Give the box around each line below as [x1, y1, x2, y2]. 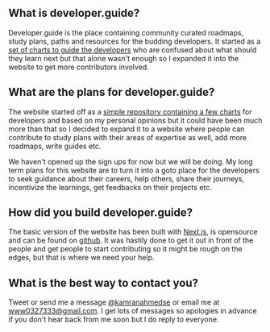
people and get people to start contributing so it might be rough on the [8, 244, 243, 254]
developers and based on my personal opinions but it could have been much [8, 115, 263, 125]
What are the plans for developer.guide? [8, 85, 215, 99]
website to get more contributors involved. [8, 62, 149, 72]
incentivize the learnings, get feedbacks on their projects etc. [8, 182, 212, 192]
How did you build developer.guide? [8, 205, 193, 220]
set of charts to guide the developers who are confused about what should [8, 44, 257, 55]
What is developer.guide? [8, 6, 140, 20]
